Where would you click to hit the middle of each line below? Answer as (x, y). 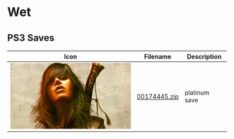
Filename (158, 56)
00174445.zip (158, 96)
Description (204, 56)
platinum (197, 93)
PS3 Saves (31, 38)
